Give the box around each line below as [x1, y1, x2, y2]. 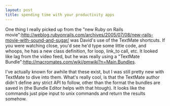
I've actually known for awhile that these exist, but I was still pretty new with [5, 68, 164, 74]
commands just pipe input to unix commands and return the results [5, 90, 146, 96]
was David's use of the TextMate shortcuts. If [70, 37, 165, 43]
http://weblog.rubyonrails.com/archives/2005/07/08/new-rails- [21, 32, 153, 38]
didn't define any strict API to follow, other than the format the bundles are [5, 79, 161, 86]
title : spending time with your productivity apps [5, 12, 115, 17]
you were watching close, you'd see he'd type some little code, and [5, 42, 147, 48]
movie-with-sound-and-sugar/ [5, 37, 70, 43]
